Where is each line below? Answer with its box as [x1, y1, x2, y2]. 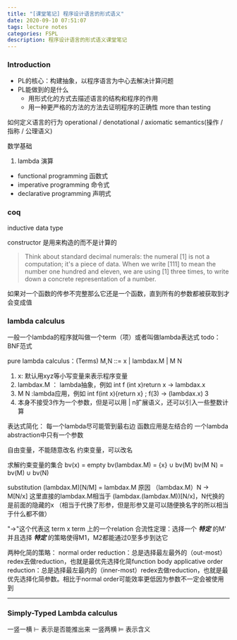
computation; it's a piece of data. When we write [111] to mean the [24, 259, 217, 268]
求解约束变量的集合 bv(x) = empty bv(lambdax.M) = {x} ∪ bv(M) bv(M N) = [7, 461, 224, 469]
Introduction [7, 60, 51, 70]
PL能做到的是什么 [17, 85, 69, 94]
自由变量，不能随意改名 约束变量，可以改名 [7, 445, 133, 455]
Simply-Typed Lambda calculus [7, 608, 118, 617]
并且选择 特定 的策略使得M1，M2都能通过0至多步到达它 [7, 534, 169, 542]
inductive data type [7, 223, 63, 232]
